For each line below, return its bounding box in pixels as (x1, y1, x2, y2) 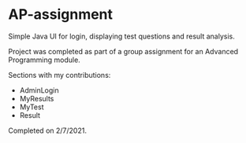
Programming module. (8, 55, 80, 64)
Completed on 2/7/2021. (8, 126, 87, 135)
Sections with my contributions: (8, 70, 111, 79)
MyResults (19, 93, 54, 103)
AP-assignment (8, 5, 113, 24)
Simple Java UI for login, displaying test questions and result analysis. (8, 31, 235, 41)
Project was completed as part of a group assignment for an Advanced (8, 46, 239, 56)
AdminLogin (19, 85, 59, 95)
